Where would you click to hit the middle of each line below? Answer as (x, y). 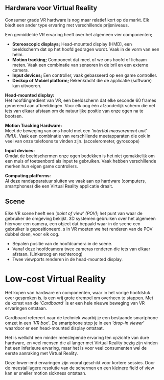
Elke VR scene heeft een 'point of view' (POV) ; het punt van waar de (74, 213)
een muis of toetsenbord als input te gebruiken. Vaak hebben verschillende (81, 161)
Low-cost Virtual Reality (56, 279)
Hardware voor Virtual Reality (51, 8)
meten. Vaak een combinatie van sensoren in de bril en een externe (80, 65)
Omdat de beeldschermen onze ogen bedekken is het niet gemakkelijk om (80, 156)
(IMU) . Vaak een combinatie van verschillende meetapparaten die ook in (78, 136)
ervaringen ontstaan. (26, 308)
